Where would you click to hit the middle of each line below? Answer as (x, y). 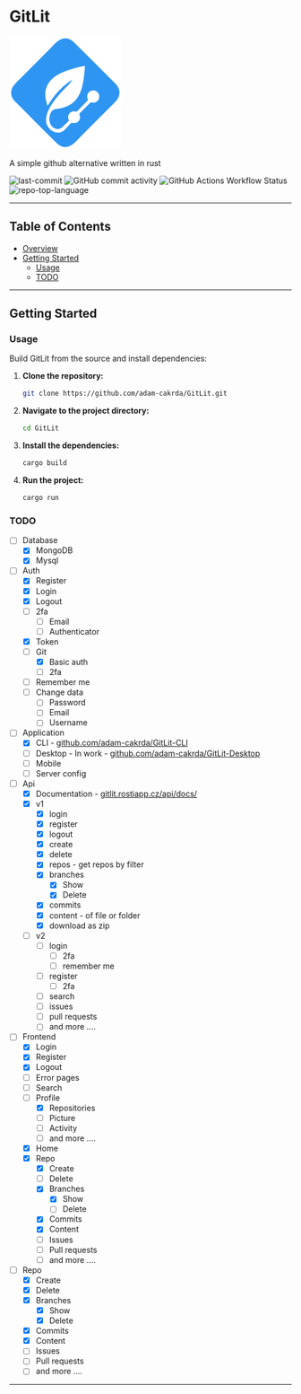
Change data (59, 692)
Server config (61, 773)
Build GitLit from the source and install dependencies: (108, 359)
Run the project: (53, 480)
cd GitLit (41, 428)
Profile (48, 1098)
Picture (62, 1118)
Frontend (39, 1037)
